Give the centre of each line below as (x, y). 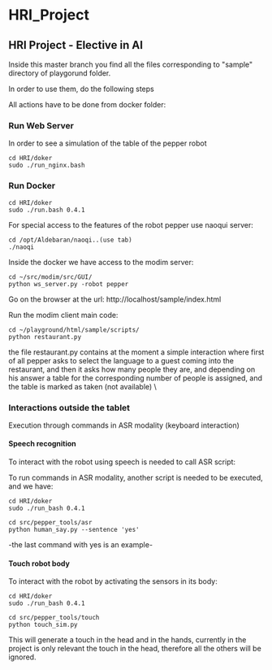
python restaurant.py (45, 337)
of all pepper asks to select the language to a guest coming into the (121, 360)
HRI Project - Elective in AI (76, 45)
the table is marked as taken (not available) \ (82, 386)
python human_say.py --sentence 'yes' (74, 530)
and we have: (31, 486)
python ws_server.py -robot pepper (69, 284)
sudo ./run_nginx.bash (47, 165)
